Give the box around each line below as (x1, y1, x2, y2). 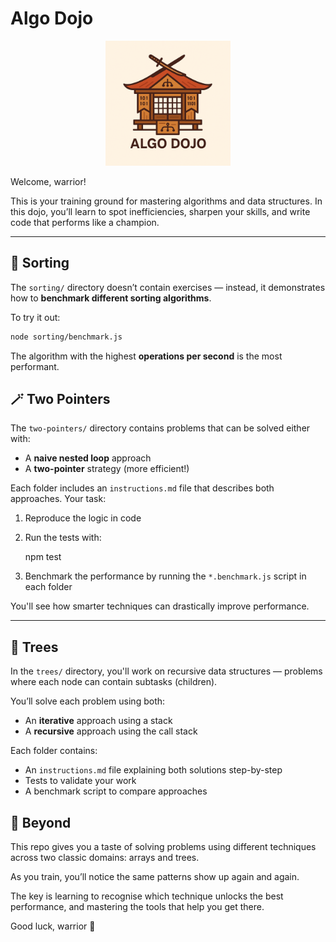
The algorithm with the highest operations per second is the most (10, 350, 283, 362)
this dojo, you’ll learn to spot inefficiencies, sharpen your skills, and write (10, 205, 311, 217)
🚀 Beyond (10, 814, 72, 831)
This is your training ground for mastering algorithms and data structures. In (10, 195, 323, 207)
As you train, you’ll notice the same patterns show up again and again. (10, 871, 300, 883)
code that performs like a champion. (10, 216, 160, 228)
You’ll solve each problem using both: (10, 695, 166, 707)
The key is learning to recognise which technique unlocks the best (10, 890, 284, 902)
